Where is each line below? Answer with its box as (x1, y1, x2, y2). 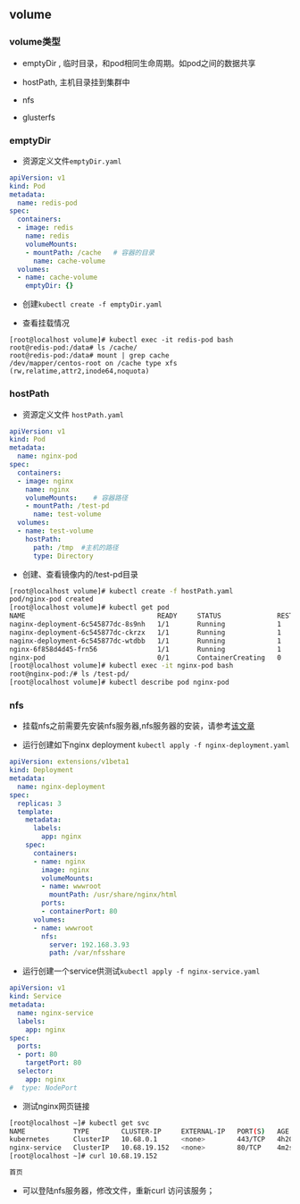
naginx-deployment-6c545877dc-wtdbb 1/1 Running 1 (9, 636, 281, 645)
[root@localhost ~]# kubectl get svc (9, 1118, 150, 1127)
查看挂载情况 (21, 317, 70, 329)
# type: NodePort (9, 1083, 78, 1092)
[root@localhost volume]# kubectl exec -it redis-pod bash (9, 335, 234, 345)
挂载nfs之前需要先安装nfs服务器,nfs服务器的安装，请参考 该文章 (21, 720, 255, 731)
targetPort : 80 (25, 1058, 82, 1067)
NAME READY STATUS (9, 611, 221, 620)
